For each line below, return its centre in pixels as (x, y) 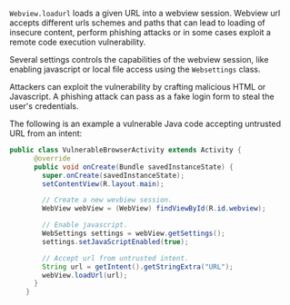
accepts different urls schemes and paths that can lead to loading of (137, 23)
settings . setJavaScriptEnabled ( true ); (115, 241)
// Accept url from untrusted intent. (115, 258)
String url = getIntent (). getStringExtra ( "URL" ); (138, 267)
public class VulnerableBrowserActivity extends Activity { (126, 150)
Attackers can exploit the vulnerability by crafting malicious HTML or (138, 87)
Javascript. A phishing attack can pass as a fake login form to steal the (142, 96)
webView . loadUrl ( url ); (85, 275)
